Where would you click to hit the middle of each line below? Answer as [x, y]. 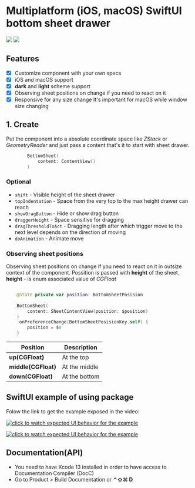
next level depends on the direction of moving [70, 232]
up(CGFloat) [27, 357]
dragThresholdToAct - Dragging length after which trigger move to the [99, 226]
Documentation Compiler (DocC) [54, 473]
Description [81, 347]
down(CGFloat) [31, 376]
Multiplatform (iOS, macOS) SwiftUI [94, 11]
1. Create [23, 125]
